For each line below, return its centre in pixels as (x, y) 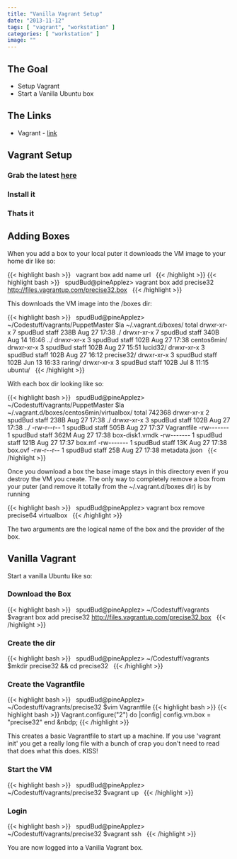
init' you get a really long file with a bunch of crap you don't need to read (114, 743)
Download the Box (39, 594)
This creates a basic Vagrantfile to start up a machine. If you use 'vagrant (114, 736)
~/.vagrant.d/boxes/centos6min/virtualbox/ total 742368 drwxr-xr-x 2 (109, 412)
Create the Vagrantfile (46, 685)
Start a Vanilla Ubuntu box (56, 94)
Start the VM (30, 770)
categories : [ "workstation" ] (53, 34)
